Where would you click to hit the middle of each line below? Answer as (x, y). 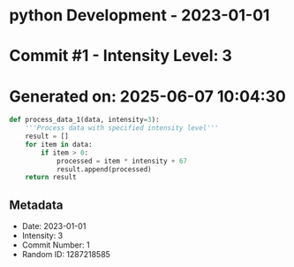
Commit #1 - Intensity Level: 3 (121, 56)
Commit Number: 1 (56, 245)
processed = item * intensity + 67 (122, 161)
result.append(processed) (104, 169)
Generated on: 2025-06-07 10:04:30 (148, 96)
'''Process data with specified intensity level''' (122, 128)
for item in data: (59, 144)
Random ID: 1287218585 (66, 255)
